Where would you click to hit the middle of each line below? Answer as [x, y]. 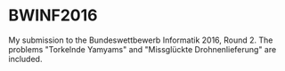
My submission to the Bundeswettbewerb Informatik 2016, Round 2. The [141, 40]
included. [25, 59]
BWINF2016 [53, 16]
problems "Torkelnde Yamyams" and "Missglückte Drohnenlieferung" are [142, 49]
